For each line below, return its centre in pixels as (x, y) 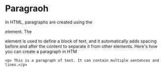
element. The (18, 31)
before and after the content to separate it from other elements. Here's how (82, 46)
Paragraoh (27, 9)
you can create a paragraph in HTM (41, 51)
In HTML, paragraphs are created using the (49, 22)
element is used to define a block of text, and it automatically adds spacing (81, 41)
